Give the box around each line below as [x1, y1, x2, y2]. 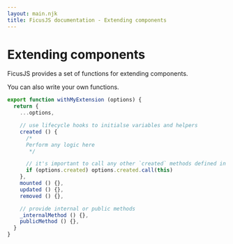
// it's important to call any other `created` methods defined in [25, 161, 227, 168]
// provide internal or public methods [20, 205, 136, 212]
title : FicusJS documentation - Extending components [7, 17, 167, 24]
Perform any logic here [25, 141, 96, 148]
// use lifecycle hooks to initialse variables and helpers [20, 122, 198, 129]
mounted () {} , [20, 180, 64, 187]
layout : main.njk [7, 10, 58, 17]
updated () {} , [20, 186, 64, 193]
